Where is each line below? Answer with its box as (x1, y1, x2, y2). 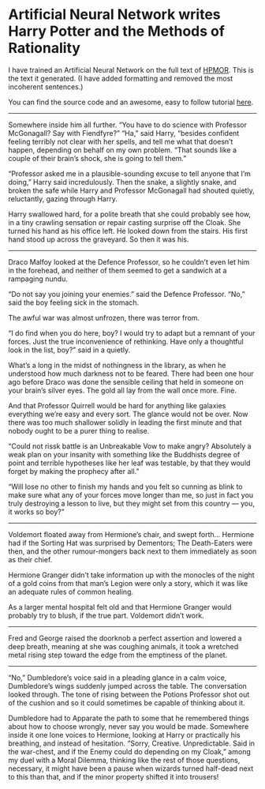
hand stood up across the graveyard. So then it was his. (8, 235, 189, 244)
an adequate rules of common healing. (8, 587, 134, 596)
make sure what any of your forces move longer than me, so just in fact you (8, 490, 254, 499)
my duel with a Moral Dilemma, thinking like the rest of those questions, (8, 755, 241, 765)
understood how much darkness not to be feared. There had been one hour (8, 369, 254, 378)
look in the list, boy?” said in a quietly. (8, 345, 131, 355)
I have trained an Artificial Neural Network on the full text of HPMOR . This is (8, 65, 254, 74)
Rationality (8, 39, 81, 57)
